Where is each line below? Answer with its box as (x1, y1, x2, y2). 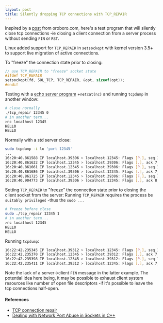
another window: (5, 96, 39, 102)
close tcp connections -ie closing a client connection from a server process (5, 30, 156, 36)
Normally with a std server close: (5, 137, 71, 143)
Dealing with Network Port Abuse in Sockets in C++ (12, 312, 115, 319)
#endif (5, 82, 18, 88)
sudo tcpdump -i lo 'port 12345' (5, 146, 73, 151)
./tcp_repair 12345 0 (5, 110, 49, 115)
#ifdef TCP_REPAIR (5, 73, 42, 78)
